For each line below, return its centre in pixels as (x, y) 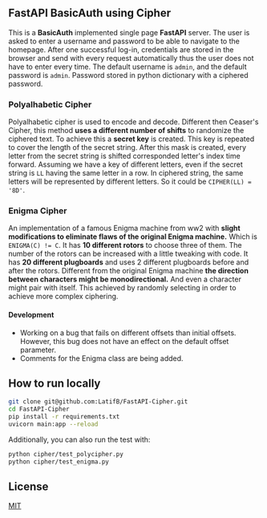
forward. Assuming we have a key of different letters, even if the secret (125, 164)
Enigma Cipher (38, 211)
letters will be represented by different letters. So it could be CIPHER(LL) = (130, 182)
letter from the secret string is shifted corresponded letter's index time (124, 156)
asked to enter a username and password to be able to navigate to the (124, 41)
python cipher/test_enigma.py (59, 461)
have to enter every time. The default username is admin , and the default (127, 67)
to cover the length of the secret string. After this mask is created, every (127, 148)
